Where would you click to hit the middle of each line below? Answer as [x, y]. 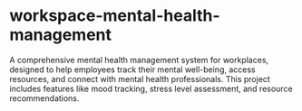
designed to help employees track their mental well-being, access [132, 69]
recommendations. [44, 98]
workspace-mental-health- [115, 16]
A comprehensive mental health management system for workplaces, [139, 60]
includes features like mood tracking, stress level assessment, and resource [151, 88]
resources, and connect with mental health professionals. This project [140, 79]
